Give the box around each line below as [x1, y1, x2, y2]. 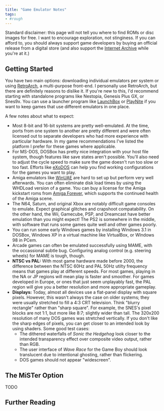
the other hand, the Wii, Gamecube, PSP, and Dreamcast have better [12, 211, 151, 217]
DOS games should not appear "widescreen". [19, 357, 111, 363]
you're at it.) [5, 50, 30, 56]
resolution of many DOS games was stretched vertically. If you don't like [12, 315, 158, 321]
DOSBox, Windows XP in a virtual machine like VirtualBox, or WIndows [12, 232, 154, 238]
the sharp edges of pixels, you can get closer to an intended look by [12, 320, 150, 326]
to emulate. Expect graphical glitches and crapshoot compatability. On [12, 206, 154, 212]
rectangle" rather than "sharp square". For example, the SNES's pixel [12, 305, 151, 311]
